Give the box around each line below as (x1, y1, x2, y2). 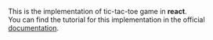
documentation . (8, 24, 60, 32)
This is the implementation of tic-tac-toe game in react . (8, 7, 187, 16)
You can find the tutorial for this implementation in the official (8, 15, 205, 24)
